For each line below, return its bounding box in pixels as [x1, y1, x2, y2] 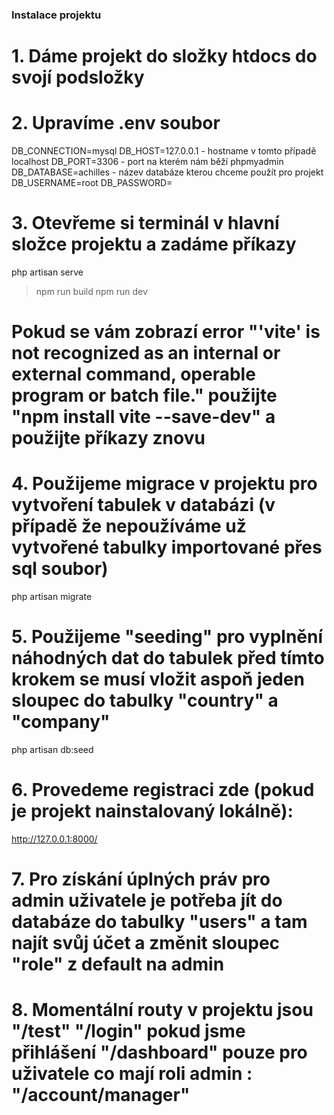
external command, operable [11, 363, 256, 386]
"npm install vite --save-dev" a [11, 406, 276, 428]
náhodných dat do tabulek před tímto [11, 647, 325, 670]
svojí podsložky [11, 66, 145, 89]
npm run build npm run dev [35, 285, 148, 297]
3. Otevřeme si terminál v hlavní [11, 212, 280, 235]
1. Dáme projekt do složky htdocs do [11, 45, 318, 68]
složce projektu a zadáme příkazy [11, 233, 297, 256]
